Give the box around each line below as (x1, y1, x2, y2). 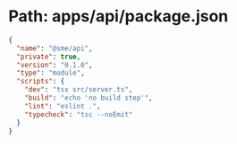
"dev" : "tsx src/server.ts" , (24, 85, 133, 94)
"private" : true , (16, 52, 81, 61)
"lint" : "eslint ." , (24, 101, 101, 110)
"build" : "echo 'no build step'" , (24, 93, 153, 103)
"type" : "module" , (16, 68, 86, 77)
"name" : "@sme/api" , (16, 44, 93, 52)
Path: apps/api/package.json (8, 6, 229, 27)
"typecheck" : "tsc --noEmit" (24, 109, 133, 119)
